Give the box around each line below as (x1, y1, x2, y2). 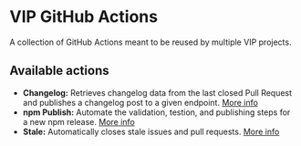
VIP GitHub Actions (9, 6, 158, 27)
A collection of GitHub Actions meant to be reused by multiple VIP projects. (9, 36, 292, 47)
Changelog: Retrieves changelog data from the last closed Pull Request (22, 87, 293, 98)
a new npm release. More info (22, 116, 135, 127)
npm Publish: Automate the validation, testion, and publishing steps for (22, 107, 291, 118)
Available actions (9, 63, 109, 78)
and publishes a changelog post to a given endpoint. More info (22, 97, 258, 108)
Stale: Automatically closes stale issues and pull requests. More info (22, 126, 280, 137)
